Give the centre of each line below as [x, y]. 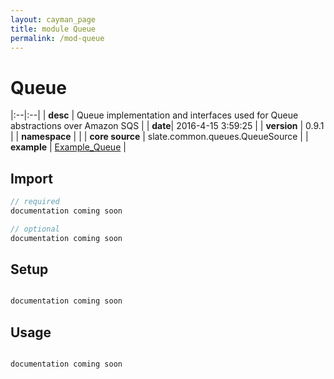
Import [31, 178]
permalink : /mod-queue [57, 38]
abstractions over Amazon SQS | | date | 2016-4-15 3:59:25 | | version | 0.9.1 [167, 126]
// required [35, 202]
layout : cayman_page [53, 19]
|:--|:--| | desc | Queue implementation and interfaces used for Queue [154, 115]
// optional [35, 229]
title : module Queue [53, 29]
